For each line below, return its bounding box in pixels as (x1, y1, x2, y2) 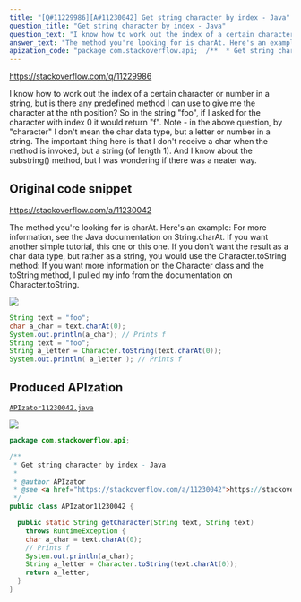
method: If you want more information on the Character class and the (9, 260, 264, 271)
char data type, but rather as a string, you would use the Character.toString (9, 250, 287, 261)
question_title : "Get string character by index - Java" (9, 21, 227, 30)
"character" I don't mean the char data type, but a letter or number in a (9, 126, 271, 137)
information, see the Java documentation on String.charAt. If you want (9, 231, 269, 242)
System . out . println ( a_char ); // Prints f (9, 330, 167, 339)
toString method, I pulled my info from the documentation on (9, 270, 233, 280)
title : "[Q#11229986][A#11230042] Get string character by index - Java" (9, 13, 291, 22)
